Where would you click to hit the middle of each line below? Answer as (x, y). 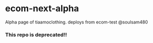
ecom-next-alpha (42, 9)
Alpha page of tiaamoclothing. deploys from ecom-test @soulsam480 (76, 22)
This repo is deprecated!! (36, 35)
